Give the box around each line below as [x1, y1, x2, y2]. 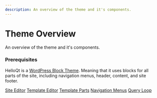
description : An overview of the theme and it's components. [5, 7, 132, 12]
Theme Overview [5, 28, 76, 39]
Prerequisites [5, 57, 37, 63]
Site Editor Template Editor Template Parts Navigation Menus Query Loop [5, 87, 152, 93]
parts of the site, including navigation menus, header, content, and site [5, 73, 146, 78]
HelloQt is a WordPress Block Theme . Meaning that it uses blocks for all [5, 67, 149, 73]
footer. [5, 78, 18, 83]
